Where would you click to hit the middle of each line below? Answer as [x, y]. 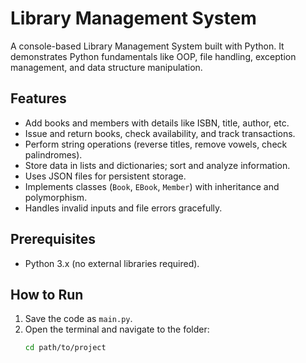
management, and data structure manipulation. [106, 67]
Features [38, 98]
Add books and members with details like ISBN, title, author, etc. [157, 123]
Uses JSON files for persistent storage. [105, 176]
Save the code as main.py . [78, 319]
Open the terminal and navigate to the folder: [117, 329]
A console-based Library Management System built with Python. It [147, 46]
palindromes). [53, 154]
